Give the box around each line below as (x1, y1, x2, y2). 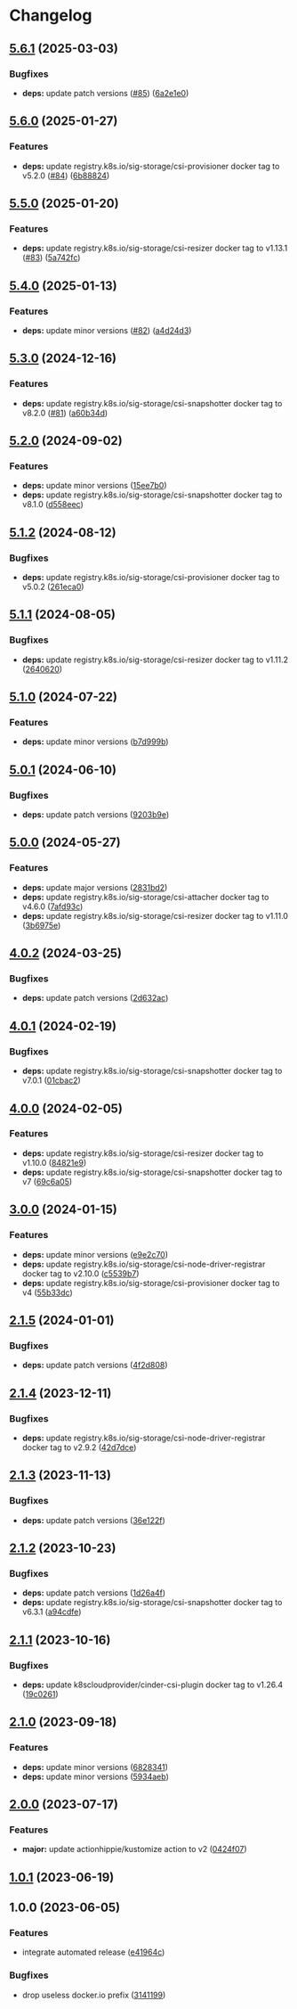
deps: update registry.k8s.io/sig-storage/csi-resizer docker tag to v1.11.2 (21, 654, 289, 665)
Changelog (9, 5, 92, 26)
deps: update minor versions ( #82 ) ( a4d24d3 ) (21, 324, 192, 335)
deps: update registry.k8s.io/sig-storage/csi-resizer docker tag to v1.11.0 (21, 910, 289, 921)
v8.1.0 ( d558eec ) (21, 499, 84, 510)
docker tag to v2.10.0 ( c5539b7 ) (21, 1267, 140, 1279)
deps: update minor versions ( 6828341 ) (21, 1761, 169, 1772)
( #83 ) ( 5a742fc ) (21, 252, 81, 263)
